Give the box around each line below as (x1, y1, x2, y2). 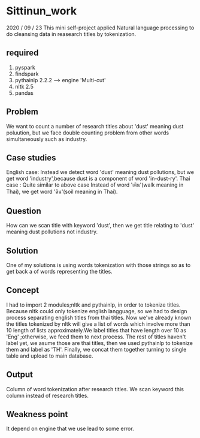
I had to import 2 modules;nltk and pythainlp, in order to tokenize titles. (6, 301, 181, 308)
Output (6, 370, 33, 380)
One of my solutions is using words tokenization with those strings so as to (6, 262, 191, 268)
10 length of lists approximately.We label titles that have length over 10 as (6, 326, 187, 334)
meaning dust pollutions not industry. (6, 228, 98, 235)
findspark (14, 70, 39, 77)
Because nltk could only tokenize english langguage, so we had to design (6, 307, 187, 314)
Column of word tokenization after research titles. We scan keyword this (6, 385, 184, 392)
